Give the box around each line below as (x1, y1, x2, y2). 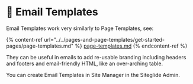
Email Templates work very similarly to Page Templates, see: (6, 25, 154, 32)
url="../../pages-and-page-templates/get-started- (44, 36, 165, 43)
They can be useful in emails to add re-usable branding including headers (6, 53, 186, 61)
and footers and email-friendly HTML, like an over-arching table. (6, 60, 163, 67)
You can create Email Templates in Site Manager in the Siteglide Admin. (6, 71, 181, 78)
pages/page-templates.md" (6, 42, 74, 49)
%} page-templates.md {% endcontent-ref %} (75, 42, 188, 49)
